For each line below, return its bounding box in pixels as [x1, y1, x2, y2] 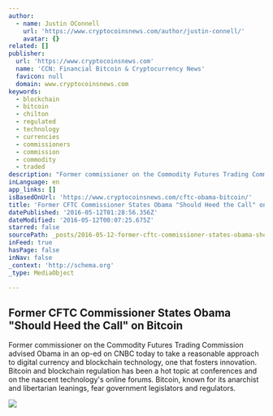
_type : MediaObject [8, 269, 75, 277]
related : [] [8, 42, 49, 50]
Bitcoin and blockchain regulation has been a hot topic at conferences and [8, 366, 258, 376]
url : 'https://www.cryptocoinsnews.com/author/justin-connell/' [23, 27, 245, 35]
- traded [15, 163, 45, 171]
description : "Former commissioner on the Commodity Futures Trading [8, 171, 249, 179]
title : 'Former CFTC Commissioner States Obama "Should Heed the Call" [8, 201, 256, 209]
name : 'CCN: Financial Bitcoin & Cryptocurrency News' [15, 65, 206, 73]
